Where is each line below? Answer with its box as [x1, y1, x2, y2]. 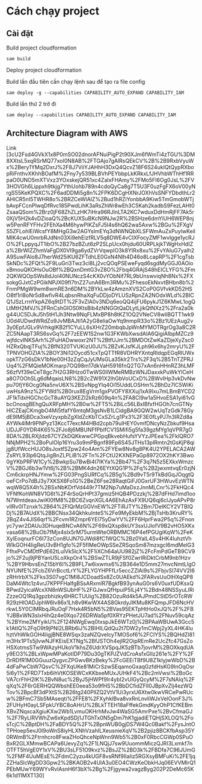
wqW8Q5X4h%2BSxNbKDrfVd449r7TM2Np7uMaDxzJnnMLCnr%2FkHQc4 [6, 483, 194, 491]
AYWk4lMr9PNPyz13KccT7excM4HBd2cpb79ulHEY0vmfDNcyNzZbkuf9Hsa [6, 419, 195, 427]
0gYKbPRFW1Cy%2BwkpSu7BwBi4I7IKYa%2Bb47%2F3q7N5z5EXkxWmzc [6, 458, 194, 465]
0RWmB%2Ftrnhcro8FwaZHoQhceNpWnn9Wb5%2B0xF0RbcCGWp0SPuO [6, 733, 194, 741]
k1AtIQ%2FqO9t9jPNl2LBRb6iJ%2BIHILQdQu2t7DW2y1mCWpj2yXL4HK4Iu [6, 624, 194, 632]
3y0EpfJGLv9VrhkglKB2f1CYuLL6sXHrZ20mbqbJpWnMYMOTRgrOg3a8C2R [6, 324, 196, 331]
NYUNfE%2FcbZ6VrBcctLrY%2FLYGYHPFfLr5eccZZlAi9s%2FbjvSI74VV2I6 [6, 566, 195, 574]
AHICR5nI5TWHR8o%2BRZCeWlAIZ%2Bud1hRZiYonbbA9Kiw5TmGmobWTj [6, 195, 194, 202]
